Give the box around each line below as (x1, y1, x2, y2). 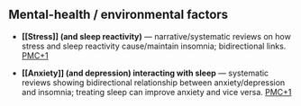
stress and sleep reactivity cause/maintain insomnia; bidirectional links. (21, 40, 287, 51)
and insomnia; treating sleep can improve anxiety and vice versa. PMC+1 (21, 86, 292, 97)
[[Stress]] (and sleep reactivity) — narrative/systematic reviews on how (21, 31, 292, 41)
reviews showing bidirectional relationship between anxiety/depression (21, 76, 286, 88)
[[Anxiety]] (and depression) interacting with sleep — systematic (21, 67, 269, 78)
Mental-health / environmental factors (8, 7, 229, 22)
